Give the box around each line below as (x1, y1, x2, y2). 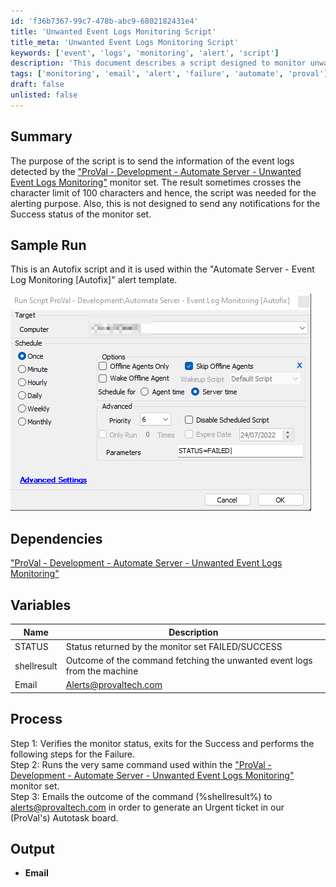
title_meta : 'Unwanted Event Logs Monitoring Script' (10, 37, 240, 47)
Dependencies (10, 530, 103, 547)
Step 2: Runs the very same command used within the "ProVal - (10, 758, 273, 770)
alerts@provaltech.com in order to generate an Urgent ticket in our (10, 801, 285, 813)
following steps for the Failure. (10, 748, 136, 760)
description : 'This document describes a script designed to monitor (10, 58, 307, 69)
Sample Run (10, 236, 87, 254)
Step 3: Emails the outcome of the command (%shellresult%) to (10, 790, 273, 802)
